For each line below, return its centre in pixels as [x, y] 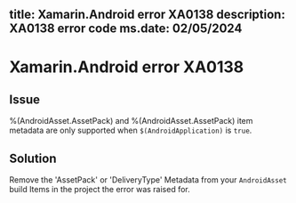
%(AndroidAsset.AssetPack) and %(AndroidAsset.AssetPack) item [131, 121]
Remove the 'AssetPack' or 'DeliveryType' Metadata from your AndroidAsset [148, 180]
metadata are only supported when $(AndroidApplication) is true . [131, 130]
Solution [33, 158]
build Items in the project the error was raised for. [100, 190]
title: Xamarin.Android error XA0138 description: [148, 15]
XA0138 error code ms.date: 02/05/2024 [126, 29]
